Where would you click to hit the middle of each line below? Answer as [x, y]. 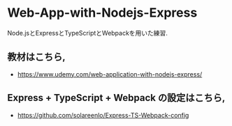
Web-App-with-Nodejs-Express [102, 13]
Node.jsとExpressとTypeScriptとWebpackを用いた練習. [87, 33]
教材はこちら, [37, 57]
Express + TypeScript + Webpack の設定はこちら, [116, 98]
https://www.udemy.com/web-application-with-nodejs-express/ [110, 74]
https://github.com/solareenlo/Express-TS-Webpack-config [103, 115]
